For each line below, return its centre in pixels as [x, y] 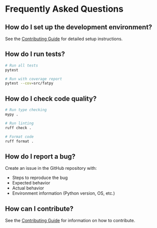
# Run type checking [26, 110]
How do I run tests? [35, 54]
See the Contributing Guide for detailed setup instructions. [64, 39]
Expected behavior [31, 183]
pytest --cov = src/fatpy [29, 83]
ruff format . [20, 141]
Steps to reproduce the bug [40, 178]
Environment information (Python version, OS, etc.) [63, 193]
